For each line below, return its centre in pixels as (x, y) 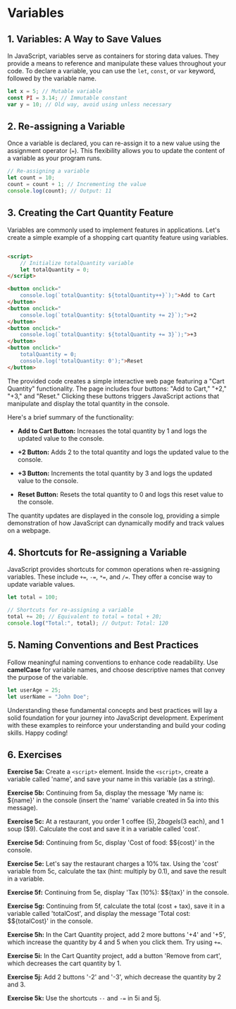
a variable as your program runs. (55, 158)
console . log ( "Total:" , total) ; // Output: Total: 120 (88, 623)
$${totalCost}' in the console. (50, 921)
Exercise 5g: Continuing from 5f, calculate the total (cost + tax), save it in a (116, 906)
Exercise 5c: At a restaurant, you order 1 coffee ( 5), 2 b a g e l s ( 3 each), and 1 (116, 821)
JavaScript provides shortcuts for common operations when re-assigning (114, 570)
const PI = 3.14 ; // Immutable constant (68, 98)
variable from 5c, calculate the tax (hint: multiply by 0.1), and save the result (117, 872)
